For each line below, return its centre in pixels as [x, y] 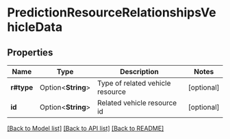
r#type [22, 87]
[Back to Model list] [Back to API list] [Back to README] [86, 128]
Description [139, 72]
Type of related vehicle [134, 83]
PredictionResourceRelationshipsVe [112, 13]
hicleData [35, 27]
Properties [30, 52]
